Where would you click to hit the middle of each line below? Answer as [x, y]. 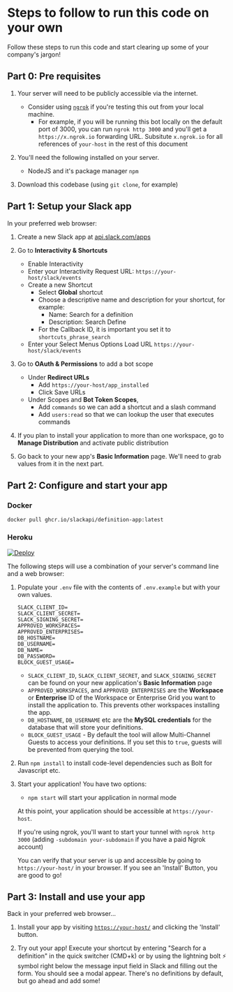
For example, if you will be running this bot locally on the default [130, 121]
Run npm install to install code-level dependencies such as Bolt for [115, 763]
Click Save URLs [62, 392]
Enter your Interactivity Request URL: [81, 271]
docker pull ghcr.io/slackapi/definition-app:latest [85, 520]
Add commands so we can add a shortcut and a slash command [127, 407]
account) [30, 847]
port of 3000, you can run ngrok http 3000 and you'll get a [122, 129]
